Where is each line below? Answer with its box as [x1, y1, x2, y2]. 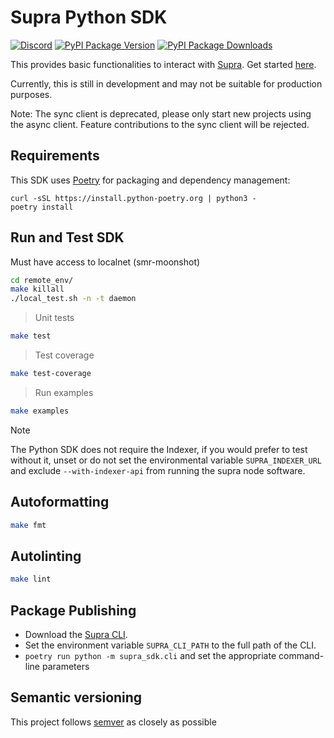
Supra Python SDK [10, 6, 168, 29]
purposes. [10, 88, 53, 100]
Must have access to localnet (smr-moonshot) [10, 256, 201, 268]
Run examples [34, 386, 94, 398]
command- [278, 650, 325, 661]
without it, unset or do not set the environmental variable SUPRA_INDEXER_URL [10, 454, 322, 466]
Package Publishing [10, 602, 137, 619]
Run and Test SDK [10, 229, 125, 246]
